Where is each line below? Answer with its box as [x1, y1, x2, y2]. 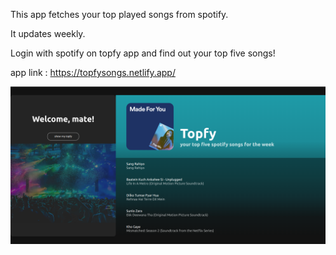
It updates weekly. [10, 28, 86, 39]
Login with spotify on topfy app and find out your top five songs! [10, 47, 276, 59]
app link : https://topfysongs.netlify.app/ [10, 67, 176, 78]
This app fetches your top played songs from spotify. [10, 9, 229, 20]
